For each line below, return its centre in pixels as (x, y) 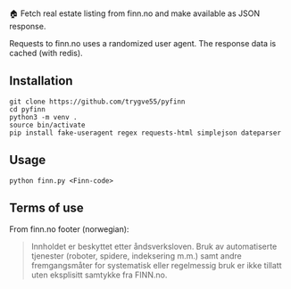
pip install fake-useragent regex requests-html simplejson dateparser (145, 133)
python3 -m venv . (43, 117)
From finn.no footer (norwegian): (69, 229)
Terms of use (47, 208)
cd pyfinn (28, 109)
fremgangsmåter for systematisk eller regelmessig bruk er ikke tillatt (157, 266)
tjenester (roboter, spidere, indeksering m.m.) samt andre (137, 256)
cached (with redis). (46, 53)
